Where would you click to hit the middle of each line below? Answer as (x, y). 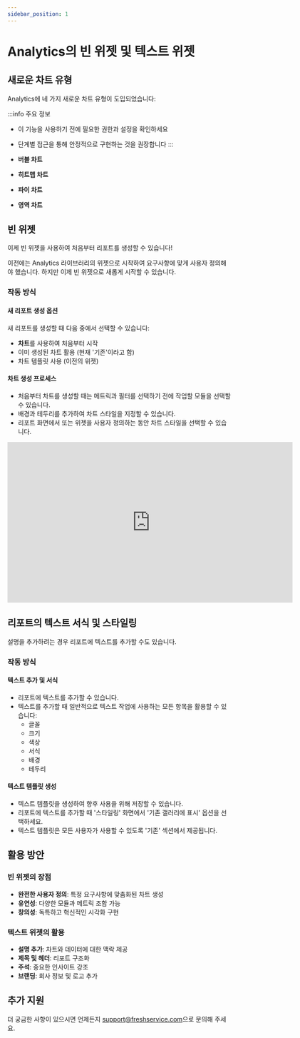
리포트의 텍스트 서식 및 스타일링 (72, 623)
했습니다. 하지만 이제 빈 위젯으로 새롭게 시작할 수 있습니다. (95, 272)
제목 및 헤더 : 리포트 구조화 (54, 958)
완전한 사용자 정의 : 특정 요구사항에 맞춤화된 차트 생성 (90, 894)
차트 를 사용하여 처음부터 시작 (58, 343)
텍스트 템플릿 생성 (32, 787)
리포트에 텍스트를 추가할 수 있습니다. (68, 697)
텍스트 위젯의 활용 (36, 932)
